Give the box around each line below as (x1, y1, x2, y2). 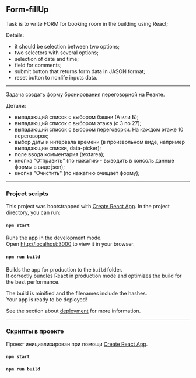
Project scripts (6, 190, 48, 198)
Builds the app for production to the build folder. (6, 266, 123, 273)
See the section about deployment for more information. (6, 307, 141, 314)
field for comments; (14, 61, 62, 68)
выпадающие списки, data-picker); (14, 145, 101, 152)
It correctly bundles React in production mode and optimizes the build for (6, 272, 182, 279)
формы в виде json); (14, 163, 65, 170)
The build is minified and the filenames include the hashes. (6, 290, 148, 297)
